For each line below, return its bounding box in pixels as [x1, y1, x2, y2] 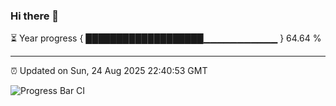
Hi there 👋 [10, 9, 60, 23]
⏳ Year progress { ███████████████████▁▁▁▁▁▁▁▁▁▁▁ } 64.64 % [10, 32, 322, 44]
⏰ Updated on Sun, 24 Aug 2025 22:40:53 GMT [10, 65, 208, 77]
